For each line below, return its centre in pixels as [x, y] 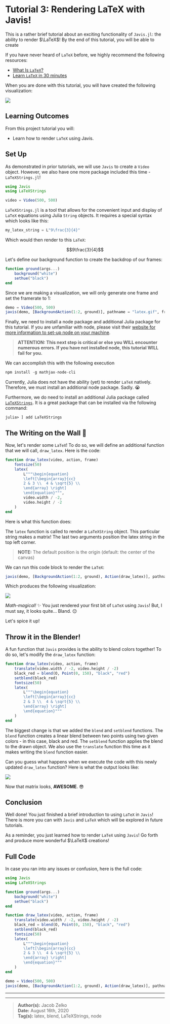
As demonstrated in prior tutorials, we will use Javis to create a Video [77, 167]
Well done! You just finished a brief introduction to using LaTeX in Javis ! [79, 815]
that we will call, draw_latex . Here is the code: [53, 451]
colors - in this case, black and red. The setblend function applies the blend [84, 741]
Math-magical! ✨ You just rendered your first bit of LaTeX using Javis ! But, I [84, 606]
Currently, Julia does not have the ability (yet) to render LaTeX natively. [78, 382]
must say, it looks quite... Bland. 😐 [41, 611]
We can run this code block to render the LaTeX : [55, 567]
